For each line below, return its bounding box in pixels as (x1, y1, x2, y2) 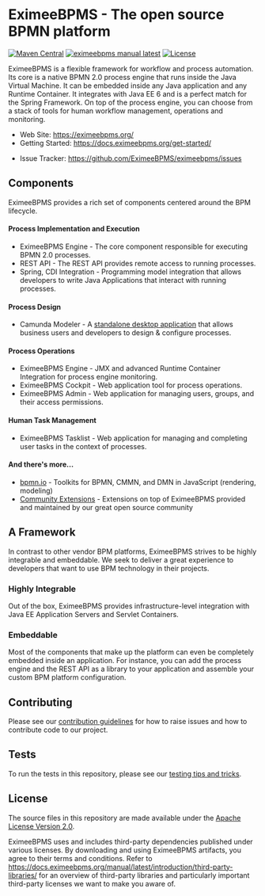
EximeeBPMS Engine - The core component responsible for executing (19, 242, 248, 251)
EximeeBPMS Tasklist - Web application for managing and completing (19, 433, 248, 443)
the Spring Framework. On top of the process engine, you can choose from (8, 97, 253, 107)
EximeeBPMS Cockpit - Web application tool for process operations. (19, 380, 243, 390)
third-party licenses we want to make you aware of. (8, 879, 176, 888)
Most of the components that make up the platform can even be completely (8, 647, 255, 657)
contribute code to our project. (8, 725, 108, 734)
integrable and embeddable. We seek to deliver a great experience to (8, 555, 234, 564)
